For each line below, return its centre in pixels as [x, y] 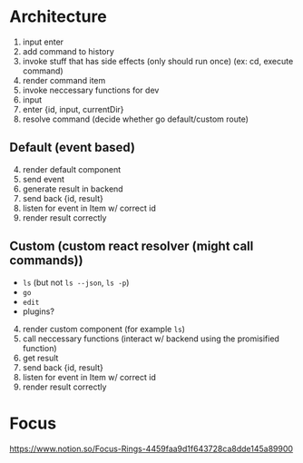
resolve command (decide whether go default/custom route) [136, 119]
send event [44, 179]
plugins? [38, 311]
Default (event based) [73, 148]
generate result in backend [73, 189]
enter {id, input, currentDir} [73, 109]
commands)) [46, 261]
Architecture [58, 17]
